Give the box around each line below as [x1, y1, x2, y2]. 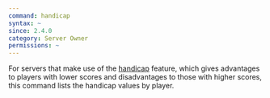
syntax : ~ [8, 19, 42, 27]
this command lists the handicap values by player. [8, 81, 175, 91]
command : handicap [8, 11, 70, 20]
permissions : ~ [8, 42, 60, 50]
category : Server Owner [8, 34, 89, 43]
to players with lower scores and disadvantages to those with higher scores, [8, 72, 263, 82]
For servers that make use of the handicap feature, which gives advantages [8, 63, 260, 73]
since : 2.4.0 [8, 27, 53, 35]
